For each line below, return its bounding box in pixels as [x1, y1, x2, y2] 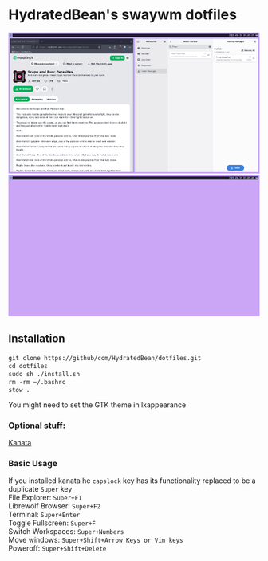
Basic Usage [8, 457, 58, 469]
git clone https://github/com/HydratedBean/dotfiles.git [8, 354, 202, 362]
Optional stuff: [8, 420, 66, 431]
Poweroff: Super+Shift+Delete [8, 543, 107, 553]
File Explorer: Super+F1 [8, 492, 82, 503]
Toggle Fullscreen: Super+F [8, 518, 96, 528]
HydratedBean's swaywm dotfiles [8, 6, 238, 24]
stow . [8, 386, 30, 394]
